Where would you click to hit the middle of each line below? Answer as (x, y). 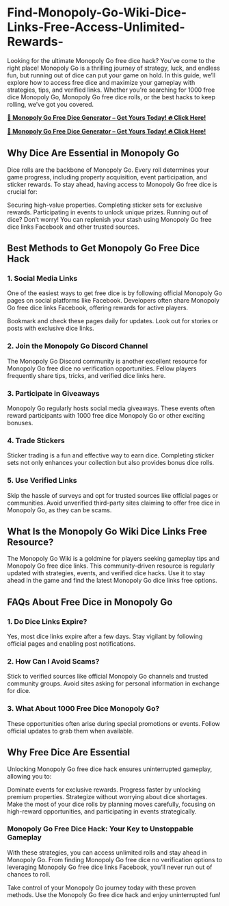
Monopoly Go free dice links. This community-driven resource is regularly (111, 566)
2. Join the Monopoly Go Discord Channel (78, 346)
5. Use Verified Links (42, 481)
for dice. (19, 691)
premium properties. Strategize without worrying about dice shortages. (107, 796)
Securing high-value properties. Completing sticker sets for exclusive (105, 205)
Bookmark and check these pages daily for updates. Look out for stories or (113, 321)
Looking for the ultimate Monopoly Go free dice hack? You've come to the (111, 60)
